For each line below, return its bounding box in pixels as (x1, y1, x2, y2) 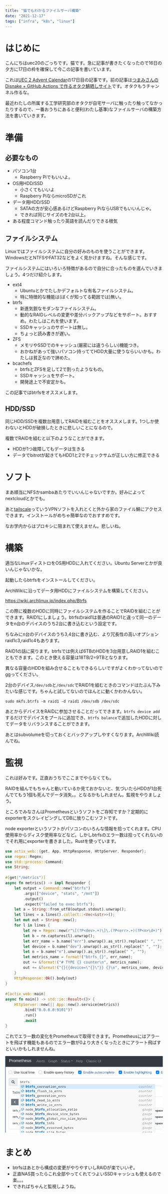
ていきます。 (22, 113, 49, 119)
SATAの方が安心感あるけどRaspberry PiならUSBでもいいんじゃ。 (19, 206, 154, 212)
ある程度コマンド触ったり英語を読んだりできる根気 (12, 218, 118, 224)
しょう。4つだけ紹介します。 (5, 271, 64, 278)
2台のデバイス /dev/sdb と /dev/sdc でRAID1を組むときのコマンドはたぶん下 (5, 682, 156, 688)
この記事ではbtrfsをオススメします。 (5, 389, 80, 396)
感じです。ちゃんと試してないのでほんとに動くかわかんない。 (18, 688, 145, 694)
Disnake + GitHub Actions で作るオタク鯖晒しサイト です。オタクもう (5, 83, 146, 89)
